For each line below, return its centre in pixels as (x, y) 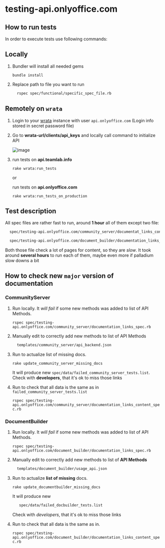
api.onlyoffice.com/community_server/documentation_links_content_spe (86, 405)
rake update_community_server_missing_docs (57, 363)
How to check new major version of (59, 276)
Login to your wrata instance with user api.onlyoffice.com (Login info (83, 120)
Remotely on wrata (34, 109)
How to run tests (31, 27)
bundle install (28, 75)
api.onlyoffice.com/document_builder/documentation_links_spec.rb (82, 450)
